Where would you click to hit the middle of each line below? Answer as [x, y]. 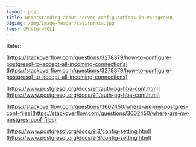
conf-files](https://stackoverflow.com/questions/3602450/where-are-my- [98, 113]
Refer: [14, 46]
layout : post [23, 12]
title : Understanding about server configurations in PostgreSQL [90, 18]
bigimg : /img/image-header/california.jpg [60, 23]
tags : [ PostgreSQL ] [31, 29]
